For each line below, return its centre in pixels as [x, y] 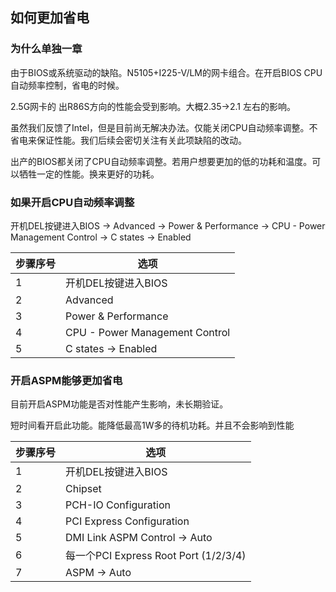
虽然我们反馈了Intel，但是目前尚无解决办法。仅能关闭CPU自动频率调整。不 [164, 127]
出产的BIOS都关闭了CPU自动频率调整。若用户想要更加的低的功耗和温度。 [161, 161]
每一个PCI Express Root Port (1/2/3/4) [156, 556]
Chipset [83, 489]
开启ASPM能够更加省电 [66, 380]
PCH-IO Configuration [118, 505]
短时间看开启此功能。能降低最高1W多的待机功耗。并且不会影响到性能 [152, 425]
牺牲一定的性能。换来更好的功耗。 [89, 174]
